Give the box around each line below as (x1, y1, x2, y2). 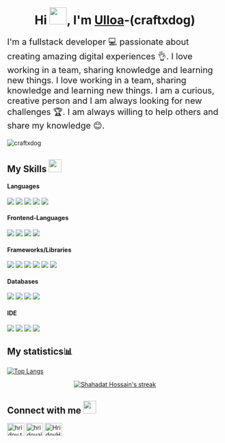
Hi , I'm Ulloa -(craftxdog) (34, 12, 196, 28)
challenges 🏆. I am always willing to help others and (7, 107, 219, 118)
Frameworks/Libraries (7, 245, 72, 254)
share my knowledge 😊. (7, 120, 105, 131)
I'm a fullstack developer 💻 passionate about (7, 36, 189, 48)
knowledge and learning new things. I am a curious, (7, 85, 215, 96)
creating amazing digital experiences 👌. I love (7, 51, 193, 62)
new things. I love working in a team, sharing (7, 75, 187, 86)
